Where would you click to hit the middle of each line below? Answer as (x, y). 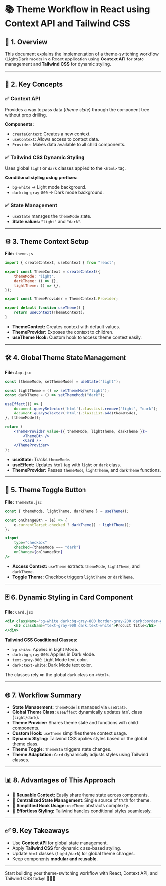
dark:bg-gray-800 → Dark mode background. (58, 192)
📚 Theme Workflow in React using (78, 10)
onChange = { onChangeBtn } (39, 552)
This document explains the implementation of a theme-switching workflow (82, 54)
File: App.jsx (18, 372)
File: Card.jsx (19, 612)
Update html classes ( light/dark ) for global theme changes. (74, 853)
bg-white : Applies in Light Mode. (45, 650)
